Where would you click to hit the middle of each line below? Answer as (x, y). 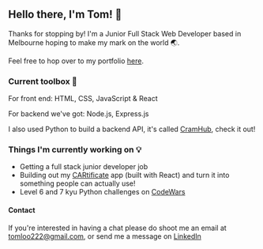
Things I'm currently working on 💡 (75, 149)
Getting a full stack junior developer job (84, 167)
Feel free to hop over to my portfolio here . (76, 61)
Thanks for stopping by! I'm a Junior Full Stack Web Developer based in (125, 33)
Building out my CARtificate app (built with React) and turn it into (124, 175)
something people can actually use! (77, 183)
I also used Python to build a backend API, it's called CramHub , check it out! (132, 129)
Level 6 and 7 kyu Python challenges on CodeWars (102, 192)
